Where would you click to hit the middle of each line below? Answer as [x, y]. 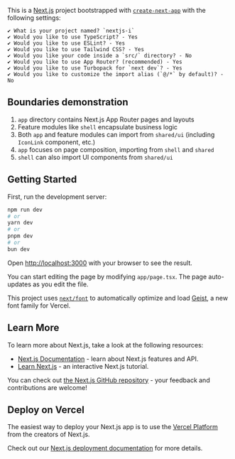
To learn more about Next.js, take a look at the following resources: [105, 345]
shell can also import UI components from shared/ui [95, 157]
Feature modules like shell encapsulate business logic [98, 126]
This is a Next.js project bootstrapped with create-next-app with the [106, 10]
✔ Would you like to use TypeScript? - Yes [73, 37]
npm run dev [25, 210]
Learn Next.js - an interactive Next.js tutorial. [83, 366]
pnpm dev [20, 236]
